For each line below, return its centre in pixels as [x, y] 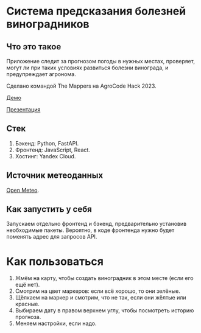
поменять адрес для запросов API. [52, 237]
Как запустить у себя [49, 209]
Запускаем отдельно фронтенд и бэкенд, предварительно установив [97, 224]
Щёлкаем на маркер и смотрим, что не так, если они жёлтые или [101, 298]
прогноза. [28, 317]
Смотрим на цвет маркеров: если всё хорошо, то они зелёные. [98, 291]
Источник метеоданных [55, 176]
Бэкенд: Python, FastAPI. [47, 143]
